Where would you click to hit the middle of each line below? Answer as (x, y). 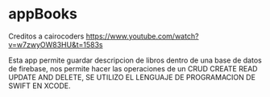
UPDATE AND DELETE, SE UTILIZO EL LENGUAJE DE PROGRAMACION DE (132, 77)
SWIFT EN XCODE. (39, 86)
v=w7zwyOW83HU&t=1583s (56, 44)
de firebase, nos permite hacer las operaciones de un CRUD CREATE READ (133, 68)
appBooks (43, 14)
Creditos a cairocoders (46, 36)
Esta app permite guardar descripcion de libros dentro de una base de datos (135, 60)
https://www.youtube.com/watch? (142, 36)
